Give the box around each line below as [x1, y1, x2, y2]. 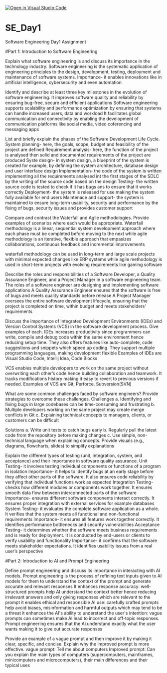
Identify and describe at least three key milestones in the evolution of [5, 89, 147, 95]
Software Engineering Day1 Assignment [5, 38, 86, 44]
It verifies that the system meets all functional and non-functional [5, 510, 139, 517]
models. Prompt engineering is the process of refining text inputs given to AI [5, 572, 162, 578]
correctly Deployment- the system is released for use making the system [5, 189, 155, 195]
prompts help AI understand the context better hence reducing [27, 588, 157, 594]
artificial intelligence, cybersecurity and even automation [5, 79, 122, 85]
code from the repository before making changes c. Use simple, [5, 432, 137, 438]
